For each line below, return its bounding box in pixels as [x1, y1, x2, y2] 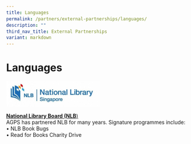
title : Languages [6, 10, 49, 15]
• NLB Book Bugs [6, 125, 49, 132]
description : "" [6, 22, 46, 28]
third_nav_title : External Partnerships [6, 29, 108, 35]
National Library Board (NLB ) [6, 112, 78, 119]
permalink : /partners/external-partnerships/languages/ [6, 15, 147, 22]
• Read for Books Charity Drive [6, 131, 82, 138]
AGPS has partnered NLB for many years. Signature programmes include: [6, 118, 186, 126]
